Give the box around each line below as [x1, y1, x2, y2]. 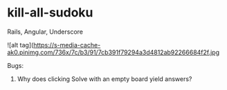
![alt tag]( [7, 41, 34, 49]
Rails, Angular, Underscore [7, 27, 84, 36]
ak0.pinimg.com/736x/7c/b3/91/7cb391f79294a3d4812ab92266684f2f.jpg [7, 48, 220, 56]
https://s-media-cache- [33, 41, 101, 49]
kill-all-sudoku [7, 5, 93, 21]
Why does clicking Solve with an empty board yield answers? [17, 74, 192, 83]
